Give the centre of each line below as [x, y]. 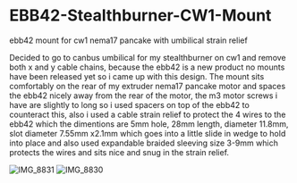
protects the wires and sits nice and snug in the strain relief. [119, 152]
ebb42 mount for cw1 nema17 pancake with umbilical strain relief [128, 40]
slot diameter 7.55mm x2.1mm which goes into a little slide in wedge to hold [148, 133]
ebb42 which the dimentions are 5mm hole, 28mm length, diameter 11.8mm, [149, 124]
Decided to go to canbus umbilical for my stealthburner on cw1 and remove [148, 57]
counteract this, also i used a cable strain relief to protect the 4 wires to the [148, 114]
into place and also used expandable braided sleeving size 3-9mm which [144, 143]
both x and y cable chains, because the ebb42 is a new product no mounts [147, 67]
